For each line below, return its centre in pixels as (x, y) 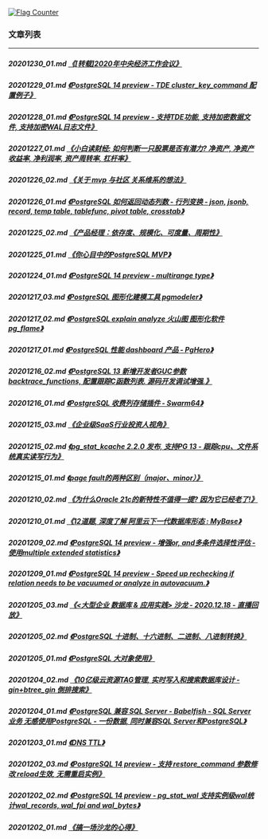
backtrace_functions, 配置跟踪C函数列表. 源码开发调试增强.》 (111, 381)
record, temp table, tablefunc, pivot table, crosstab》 (96, 211)
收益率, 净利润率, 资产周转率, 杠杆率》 (70, 159)
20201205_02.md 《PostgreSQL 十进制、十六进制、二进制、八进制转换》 (128, 636)
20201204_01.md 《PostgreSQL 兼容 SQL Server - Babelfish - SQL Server (130, 711)
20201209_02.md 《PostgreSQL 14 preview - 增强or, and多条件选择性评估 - (132, 543)
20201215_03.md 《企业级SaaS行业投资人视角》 (89, 425)
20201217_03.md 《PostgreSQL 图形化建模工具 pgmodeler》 (105, 297)
